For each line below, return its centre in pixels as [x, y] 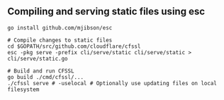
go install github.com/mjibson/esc [60, 27]
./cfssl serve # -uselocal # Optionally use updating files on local [112, 83]
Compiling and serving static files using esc [106, 12]
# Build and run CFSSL [41, 71]
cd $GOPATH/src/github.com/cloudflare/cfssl [74, 46]
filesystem [23, 89]
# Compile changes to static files [60, 40]
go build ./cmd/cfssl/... [45, 77]
